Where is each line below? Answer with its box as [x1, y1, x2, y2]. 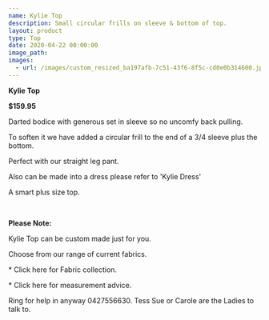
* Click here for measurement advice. [8, 280, 132, 290]
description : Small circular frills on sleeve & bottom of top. [8, 19, 227, 27]
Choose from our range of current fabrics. [8, 249, 147, 258]
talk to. [8, 304, 31, 314]
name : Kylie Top [8, 11, 62, 20]
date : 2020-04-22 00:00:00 [8, 42, 98, 50]
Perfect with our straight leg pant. [8, 156, 119, 166]
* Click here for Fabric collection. [8, 265, 118, 274]
